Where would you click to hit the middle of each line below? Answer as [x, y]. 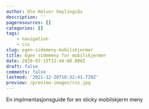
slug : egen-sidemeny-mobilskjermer [50, 50]
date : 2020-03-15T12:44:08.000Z [46, 61]
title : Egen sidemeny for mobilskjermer [57, 55]
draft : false [22, 66]
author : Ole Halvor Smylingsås [44, 11]
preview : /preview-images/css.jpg [49, 83]
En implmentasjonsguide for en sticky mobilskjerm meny [74, 100]
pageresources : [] [29, 22]
